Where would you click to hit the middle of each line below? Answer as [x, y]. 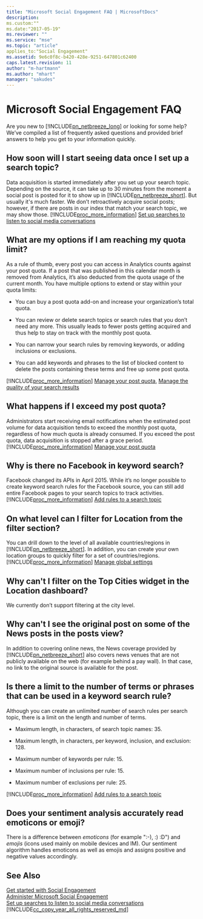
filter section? [33, 528]
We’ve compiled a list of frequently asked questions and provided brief [95, 133]
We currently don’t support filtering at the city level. [71, 605]
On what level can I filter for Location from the [95, 519]
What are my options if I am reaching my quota [96, 240]
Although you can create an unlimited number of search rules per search [97, 710]
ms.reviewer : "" [27, 35]
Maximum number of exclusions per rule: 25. [71, 782]
